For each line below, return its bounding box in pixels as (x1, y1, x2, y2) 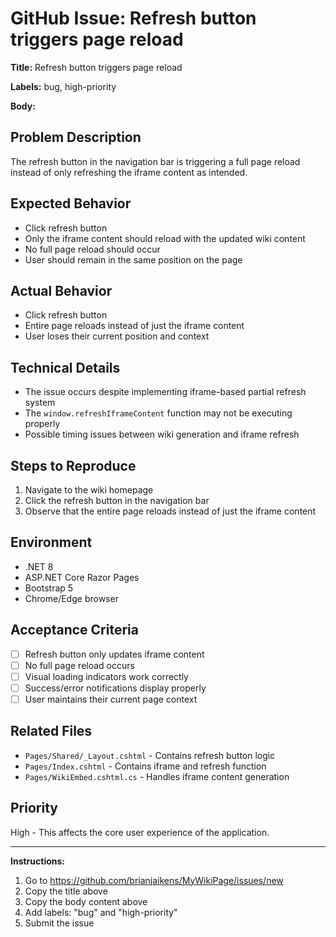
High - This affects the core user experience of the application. (10, 826, 270, 838)
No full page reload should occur (24, 243, 161, 255)
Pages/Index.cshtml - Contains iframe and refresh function (24, 760, 267, 772)
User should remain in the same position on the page (24, 253, 243, 266)
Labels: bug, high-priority (10, 80, 117, 92)
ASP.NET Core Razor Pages (24, 571, 140, 583)
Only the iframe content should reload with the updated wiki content (24, 232, 306, 244)
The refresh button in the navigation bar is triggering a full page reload (10, 155, 301, 167)
